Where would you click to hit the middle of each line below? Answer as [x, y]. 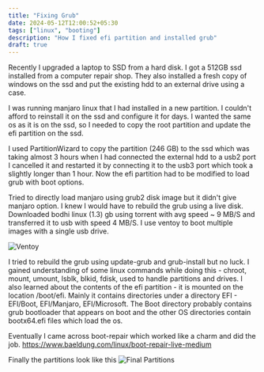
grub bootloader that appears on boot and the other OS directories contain [130, 313]
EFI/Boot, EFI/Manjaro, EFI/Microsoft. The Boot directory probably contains [130, 304]
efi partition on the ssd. [46, 133]
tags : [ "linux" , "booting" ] [55, 30]
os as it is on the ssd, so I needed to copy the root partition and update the [130, 125]
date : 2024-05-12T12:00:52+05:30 [63, 23]
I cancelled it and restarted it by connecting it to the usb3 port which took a [131, 165]
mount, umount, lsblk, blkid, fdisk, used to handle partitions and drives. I [126, 279]
